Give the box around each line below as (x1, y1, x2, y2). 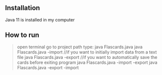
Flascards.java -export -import (17, 64, 79, 70)
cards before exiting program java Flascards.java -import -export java (17, 59, 158, 65)
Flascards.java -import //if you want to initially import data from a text (17, 49, 157, 55)
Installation (5, 4, 40, 12)
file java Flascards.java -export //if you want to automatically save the (17, 54, 158, 60)
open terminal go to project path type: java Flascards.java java (17, 44, 143, 50)
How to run (5, 31, 40, 39)
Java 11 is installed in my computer (5, 17, 75, 22)
